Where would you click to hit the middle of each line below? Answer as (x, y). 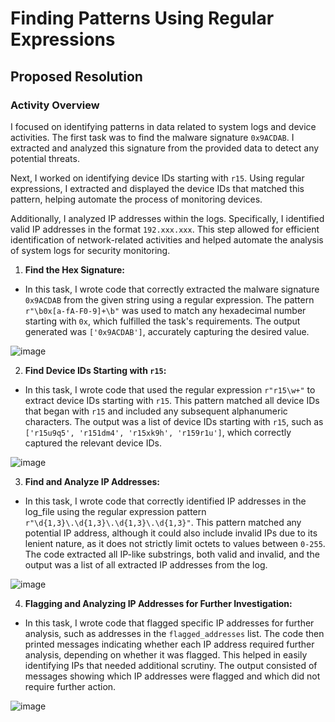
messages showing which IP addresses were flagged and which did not (172, 676)
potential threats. (45, 158)
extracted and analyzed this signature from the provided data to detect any (165, 148)
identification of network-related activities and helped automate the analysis (167, 239)
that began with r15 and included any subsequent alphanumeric (156, 411)
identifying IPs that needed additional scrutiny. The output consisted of (171, 665)
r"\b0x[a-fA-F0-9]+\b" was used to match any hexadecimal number (165, 310)
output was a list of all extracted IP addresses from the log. (146, 564)
